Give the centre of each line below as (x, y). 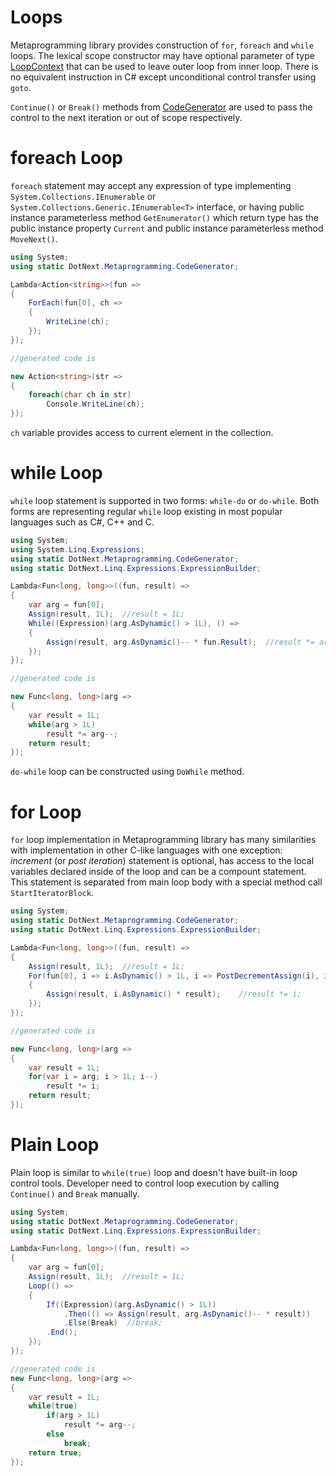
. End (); (62, 1332)
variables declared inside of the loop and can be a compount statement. (158, 872)
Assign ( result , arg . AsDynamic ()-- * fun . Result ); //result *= (180, 642)
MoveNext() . (34, 238)
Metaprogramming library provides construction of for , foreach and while (162, 45)
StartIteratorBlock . (52, 893)
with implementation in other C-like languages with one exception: (146, 850)
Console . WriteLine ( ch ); (95, 404)
